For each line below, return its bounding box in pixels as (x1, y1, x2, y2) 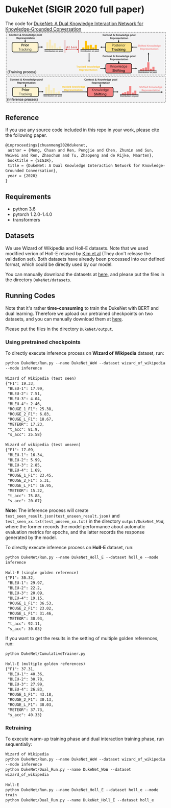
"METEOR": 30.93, (7, 616, 44, 621)
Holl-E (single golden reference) (5, 570, 79, 575)
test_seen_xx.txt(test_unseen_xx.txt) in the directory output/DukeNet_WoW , (5, 518, 165, 524)
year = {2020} (7, 174, 38, 179)
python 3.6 (12, 206, 36, 212)
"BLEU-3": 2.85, (7, 462, 42, 468)
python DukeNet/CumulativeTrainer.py (5, 651, 86, 656)
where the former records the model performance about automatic (5, 523, 145, 529)
